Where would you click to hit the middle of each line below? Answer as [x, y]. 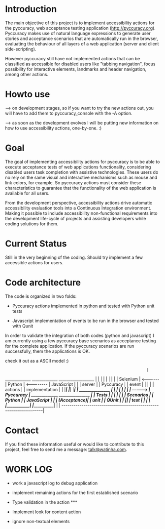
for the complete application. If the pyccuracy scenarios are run [70, 346]
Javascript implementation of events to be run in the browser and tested [85, 321]
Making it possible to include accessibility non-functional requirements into [81, 213]
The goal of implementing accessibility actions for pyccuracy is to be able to [82, 162]
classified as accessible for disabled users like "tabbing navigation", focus [80, 64]
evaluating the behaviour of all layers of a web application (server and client [82, 43]
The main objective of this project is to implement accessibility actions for [80, 23]
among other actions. [27, 74]
